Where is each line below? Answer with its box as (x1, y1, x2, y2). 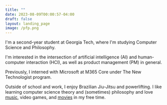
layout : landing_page (5, 21, 50, 26)
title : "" (5, 7, 26, 12)
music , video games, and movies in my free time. (5, 95, 106, 101)
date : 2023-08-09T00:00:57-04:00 (5, 12, 75, 17)
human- (138, 54, 155, 60)
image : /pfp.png (5, 26, 39, 31)
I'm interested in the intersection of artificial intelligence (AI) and (5, 54, 137, 60)
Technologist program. (5, 74, 52, 80)
